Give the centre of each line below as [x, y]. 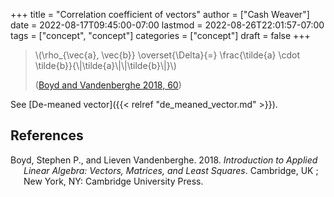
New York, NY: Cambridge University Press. [113, 181]
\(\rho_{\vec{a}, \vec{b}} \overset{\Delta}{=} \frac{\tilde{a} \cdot [167, 55]
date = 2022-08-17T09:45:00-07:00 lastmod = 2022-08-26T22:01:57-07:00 [167, 25]
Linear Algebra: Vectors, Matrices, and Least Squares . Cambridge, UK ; [171, 170]
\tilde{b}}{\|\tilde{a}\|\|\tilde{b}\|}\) [105, 65]
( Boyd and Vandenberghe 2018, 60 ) [108, 85]
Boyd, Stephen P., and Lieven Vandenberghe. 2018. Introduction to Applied [164, 160]
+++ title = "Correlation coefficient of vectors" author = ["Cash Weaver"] [160, 14]
